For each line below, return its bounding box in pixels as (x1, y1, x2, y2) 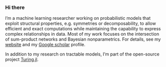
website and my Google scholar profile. (5, 42, 85, 48)
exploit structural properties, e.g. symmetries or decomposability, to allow (5, 20, 156, 26)
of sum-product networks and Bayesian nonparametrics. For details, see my (5, 36, 161, 42)
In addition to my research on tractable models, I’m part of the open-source (5, 51, 160, 57)
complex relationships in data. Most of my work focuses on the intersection (5, 31, 160, 37)
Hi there (5, 4, 25, 11)
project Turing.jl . (5, 57, 39, 63)
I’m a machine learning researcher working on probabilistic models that (5, 15, 151, 21)
